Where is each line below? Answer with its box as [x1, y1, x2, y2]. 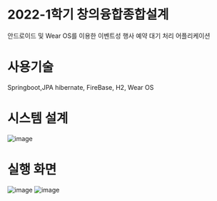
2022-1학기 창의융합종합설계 [7, 6, 169, 23]
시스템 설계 [7, 110, 69, 127]
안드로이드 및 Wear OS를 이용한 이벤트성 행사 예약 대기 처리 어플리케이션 [7, 31, 211, 40]
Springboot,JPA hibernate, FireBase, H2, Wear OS [7, 83, 154, 91]
